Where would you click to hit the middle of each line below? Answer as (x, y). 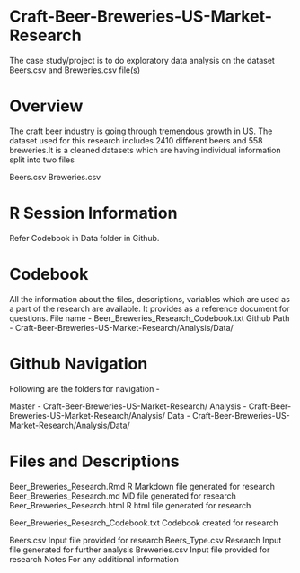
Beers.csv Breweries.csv (55, 177)
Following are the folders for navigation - (84, 388)
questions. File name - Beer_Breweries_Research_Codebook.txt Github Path (150, 318)
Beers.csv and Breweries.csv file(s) (75, 70)
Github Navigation (79, 364)
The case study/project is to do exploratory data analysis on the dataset (142, 60)
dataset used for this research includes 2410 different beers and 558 (136, 140)
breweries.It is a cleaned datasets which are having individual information (145, 150)
